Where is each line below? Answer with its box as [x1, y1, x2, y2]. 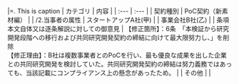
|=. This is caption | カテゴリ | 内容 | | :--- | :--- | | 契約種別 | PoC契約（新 [7, 7, 223, 15]
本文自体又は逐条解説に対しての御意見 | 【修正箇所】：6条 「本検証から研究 [7, 25, 230, 32]
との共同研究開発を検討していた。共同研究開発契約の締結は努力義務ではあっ [7, 60, 233, 68]
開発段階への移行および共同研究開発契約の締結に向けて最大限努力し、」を [7, 33, 223, 42]
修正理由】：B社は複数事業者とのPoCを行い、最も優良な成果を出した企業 [13, 51, 227, 59]
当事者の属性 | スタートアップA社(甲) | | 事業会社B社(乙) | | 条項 [43, 16, 230, 24]
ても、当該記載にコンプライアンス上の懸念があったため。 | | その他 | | [7, 68, 211, 77]
